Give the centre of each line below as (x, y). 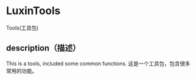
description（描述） (43, 48)
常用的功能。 (22, 71)
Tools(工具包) (22, 28)
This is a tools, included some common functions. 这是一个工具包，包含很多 (98, 64)
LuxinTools (33, 11)
